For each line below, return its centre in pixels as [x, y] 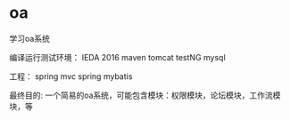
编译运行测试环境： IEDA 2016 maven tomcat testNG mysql [117, 57]
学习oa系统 [30, 38]
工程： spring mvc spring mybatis [71, 76]
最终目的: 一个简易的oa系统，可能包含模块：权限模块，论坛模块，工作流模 [145, 95]
